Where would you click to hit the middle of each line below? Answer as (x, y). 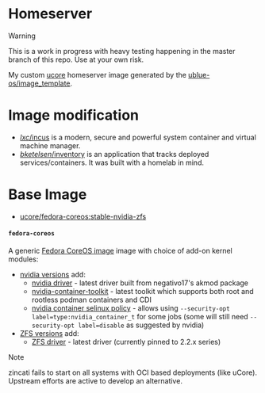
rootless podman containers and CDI (92, 300)
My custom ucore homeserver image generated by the (97, 74)
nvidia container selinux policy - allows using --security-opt (131, 308)
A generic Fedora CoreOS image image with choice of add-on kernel (120, 251)
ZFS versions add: (49, 334)
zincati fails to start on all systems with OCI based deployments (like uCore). (133, 372)
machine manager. (50, 145)
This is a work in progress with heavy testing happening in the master (122, 51)
